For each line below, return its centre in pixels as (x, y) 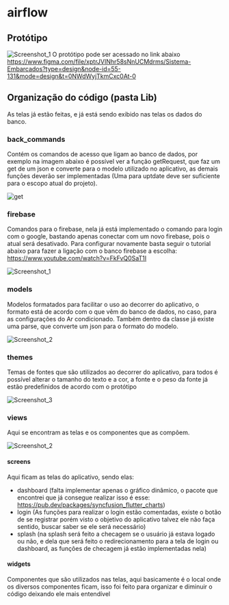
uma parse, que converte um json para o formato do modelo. (93, 326)
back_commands (36, 139)
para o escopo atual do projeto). (52, 184)
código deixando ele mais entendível (59, 593)
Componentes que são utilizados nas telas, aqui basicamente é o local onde (114, 579)
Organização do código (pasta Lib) (82, 98)
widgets (19, 564)
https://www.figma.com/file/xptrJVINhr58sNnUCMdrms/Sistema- (99, 62)
